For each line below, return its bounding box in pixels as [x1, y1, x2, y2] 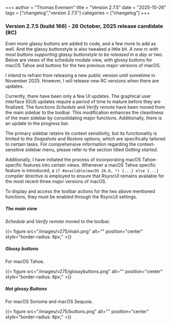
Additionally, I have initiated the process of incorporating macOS [5, 156, 141, 163]
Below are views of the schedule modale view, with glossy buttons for [5, 57, 153, 63]
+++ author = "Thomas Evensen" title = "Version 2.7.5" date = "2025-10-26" [5, 5, 166, 10]
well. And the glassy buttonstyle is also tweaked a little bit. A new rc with [5, 46, 159, 52]
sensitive [5, 147, 25, 153]
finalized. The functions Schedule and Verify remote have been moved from [5, 104, 165, 110]
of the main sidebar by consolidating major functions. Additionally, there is [5, 115, 162, 121]
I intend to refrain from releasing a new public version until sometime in [5, 72, 155, 78]
